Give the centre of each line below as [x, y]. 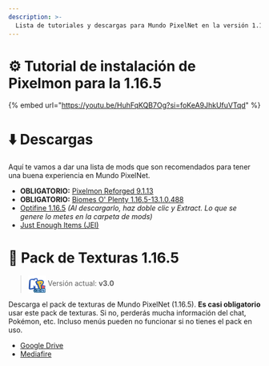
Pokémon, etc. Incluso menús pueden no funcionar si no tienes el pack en [130, 322]
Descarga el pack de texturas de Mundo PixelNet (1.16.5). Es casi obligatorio [134, 304]
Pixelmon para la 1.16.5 [85, 83]
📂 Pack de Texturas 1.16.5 [94, 258]
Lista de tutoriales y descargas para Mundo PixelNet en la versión [132, 25]
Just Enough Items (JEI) [59, 226]
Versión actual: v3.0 [81, 283]
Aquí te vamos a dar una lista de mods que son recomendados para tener [129, 167]
